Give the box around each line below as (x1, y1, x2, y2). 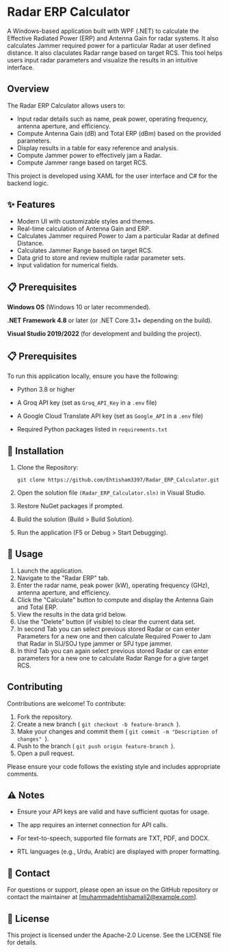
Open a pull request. (16, 749, 75, 757)
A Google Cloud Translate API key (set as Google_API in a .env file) (16, 412, 204, 420)
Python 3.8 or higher (16, 385, 75, 394)
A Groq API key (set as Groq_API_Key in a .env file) (16, 398, 157, 407)
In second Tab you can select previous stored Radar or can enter (16, 625, 200, 633)
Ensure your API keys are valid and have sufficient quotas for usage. (16, 807, 210, 816)
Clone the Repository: (16, 464, 79, 471)
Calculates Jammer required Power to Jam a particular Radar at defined (16, 231, 219, 240)
